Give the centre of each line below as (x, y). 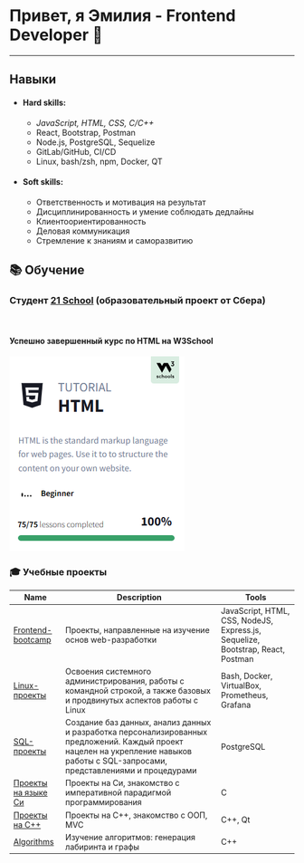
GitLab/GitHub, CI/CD (76, 151)
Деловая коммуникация (83, 231)
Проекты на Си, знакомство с (122, 783)
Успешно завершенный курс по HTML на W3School (112, 341)
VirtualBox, (242, 686)
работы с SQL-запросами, (116, 761)
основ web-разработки (110, 639)
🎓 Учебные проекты (58, 571)
